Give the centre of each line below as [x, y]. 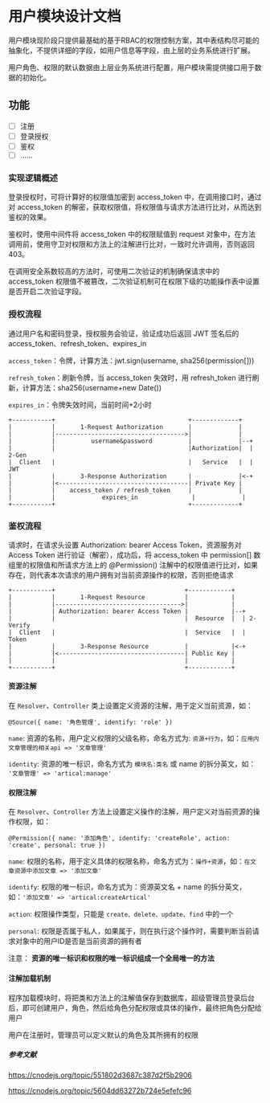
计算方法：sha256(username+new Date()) [92, 387]
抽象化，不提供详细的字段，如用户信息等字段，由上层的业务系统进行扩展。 [131, 50]
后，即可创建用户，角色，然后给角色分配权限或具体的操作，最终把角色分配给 [135, 1007]
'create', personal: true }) [57, 846]
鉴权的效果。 [29, 217]
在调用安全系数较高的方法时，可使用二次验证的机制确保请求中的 [114, 272]
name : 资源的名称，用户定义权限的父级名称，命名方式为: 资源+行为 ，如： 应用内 [134, 738]
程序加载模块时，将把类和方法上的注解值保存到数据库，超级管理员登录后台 [131, 998]
